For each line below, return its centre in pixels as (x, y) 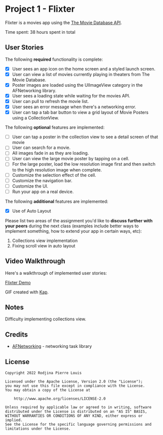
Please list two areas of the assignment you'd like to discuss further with (79, 220)
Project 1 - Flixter (40, 9)
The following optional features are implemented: (55, 127)
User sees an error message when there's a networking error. (74, 107)
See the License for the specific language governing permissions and (78, 425)
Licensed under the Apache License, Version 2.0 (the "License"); (74, 382)
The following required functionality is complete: (54, 59)
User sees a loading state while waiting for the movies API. (71, 96)
